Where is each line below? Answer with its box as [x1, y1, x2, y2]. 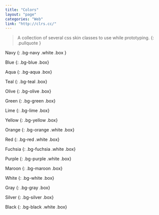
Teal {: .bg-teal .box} [5, 79, 48, 85]
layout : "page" [5, 12, 37, 17]
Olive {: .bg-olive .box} [5, 88, 51, 95]
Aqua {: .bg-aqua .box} [5, 69, 52, 75]
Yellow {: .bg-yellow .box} [5, 117, 58, 123]
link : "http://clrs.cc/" [5, 21, 57, 26]
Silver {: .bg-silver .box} [5, 195, 54, 201]
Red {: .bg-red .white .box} [5, 136, 60, 142]
